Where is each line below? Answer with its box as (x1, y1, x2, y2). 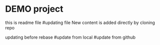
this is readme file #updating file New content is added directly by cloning (5, 20, 156, 25)
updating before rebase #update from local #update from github (5, 34, 136, 40)
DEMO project (5, 3, 64, 15)
